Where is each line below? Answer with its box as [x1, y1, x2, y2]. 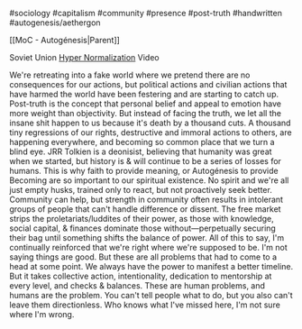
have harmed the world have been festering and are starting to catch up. [9, 89, 279, 99]
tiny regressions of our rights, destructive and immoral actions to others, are [9, 127, 292, 138]
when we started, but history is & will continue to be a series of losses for [9, 156, 282, 166]
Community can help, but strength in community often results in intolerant [9, 194, 284, 205]
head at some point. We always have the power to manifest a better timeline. [9, 261, 294, 271]
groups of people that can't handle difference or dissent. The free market [9, 204, 281, 215]
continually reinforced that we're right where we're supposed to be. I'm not [9, 242, 288, 252]
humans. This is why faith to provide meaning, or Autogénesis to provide [9, 166, 279, 176]
